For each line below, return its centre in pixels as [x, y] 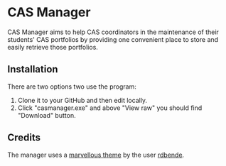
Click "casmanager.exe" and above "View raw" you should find [110, 108]
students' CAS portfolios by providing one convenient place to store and [113, 39]
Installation [33, 69]
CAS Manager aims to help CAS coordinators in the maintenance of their [113, 32]
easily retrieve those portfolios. [53, 47]
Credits [24, 138]
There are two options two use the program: [72, 87]
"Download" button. [47, 115]
